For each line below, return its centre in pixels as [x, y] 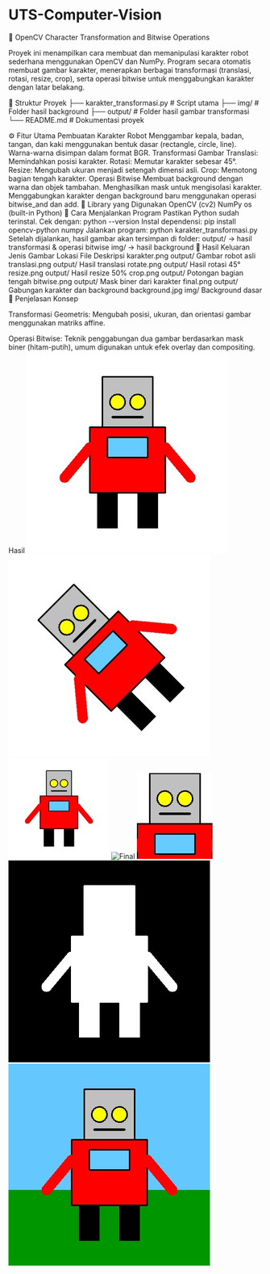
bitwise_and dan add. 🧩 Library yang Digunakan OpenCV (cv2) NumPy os [130, 204]
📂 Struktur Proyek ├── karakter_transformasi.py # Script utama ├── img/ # [134, 103]
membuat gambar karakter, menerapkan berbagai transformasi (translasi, [130, 69]
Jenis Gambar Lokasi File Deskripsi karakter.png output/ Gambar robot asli [132, 255]
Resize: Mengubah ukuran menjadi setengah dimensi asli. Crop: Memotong [133, 170]
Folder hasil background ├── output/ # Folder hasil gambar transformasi [129, 111]
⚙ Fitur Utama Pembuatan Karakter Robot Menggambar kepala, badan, [126, 136]
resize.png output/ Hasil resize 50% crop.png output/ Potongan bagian [126, 273]
